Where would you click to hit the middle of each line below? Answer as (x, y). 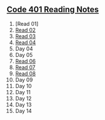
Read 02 (25, 30)
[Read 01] (27, 23)
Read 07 (25, 67)
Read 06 (25, 61)
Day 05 (24, 54)
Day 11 (23, 92)
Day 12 (23, 98)
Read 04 (26, 42)
